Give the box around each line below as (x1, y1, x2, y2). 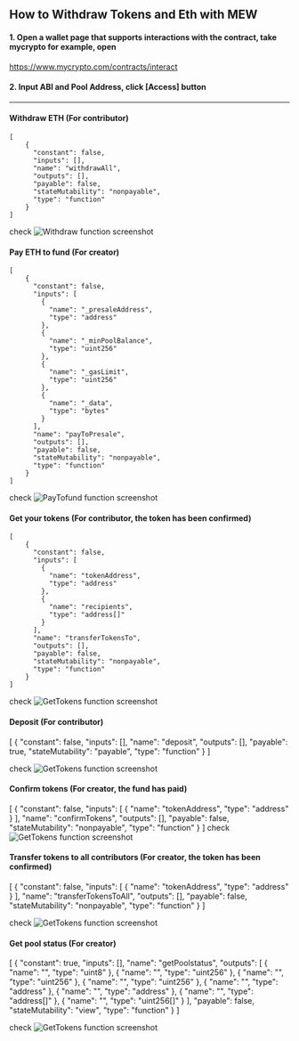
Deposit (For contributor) (9, 717, 104, 727)
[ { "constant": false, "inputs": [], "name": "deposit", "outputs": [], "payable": (9, 736, 288, 747)
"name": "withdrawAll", (32, 164, 122, 173)
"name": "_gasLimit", (48, 368, 129, 377)
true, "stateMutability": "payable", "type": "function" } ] (9, 745, 211, 756)
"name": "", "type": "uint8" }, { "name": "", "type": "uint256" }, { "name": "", (9, 967, 285, 978)
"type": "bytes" (48, 407, 109, 416)
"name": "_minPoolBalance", (48, 337, 153, 346)
